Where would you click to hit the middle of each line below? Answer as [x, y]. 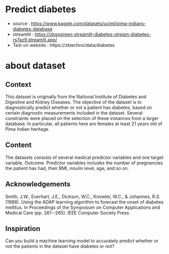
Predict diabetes [41, 9]
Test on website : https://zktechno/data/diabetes [64, 45]
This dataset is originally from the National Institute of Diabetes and [76, 96]
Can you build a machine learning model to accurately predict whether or [82, 241]
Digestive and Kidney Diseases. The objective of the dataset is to [74, 102]
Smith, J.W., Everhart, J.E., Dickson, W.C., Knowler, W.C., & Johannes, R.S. [83, 196]
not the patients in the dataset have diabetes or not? [60, 246]
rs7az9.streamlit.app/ [35, 40]
